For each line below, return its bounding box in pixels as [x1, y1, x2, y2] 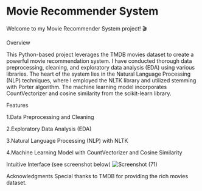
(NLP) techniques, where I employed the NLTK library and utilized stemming [6, 76, 197, 84]
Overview [6, 38, 30, 46]
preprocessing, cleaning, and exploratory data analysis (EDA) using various [6, 63, 195, 71]
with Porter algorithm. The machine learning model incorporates [6, 83, 167, 90]
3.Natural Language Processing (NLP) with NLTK [6, 137, 128, 144]
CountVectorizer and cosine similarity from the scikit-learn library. [6, 90, 172, 97]
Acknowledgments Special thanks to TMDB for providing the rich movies [6, 172, 189, 179]
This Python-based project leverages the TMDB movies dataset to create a [6, 51, 194, 58]
